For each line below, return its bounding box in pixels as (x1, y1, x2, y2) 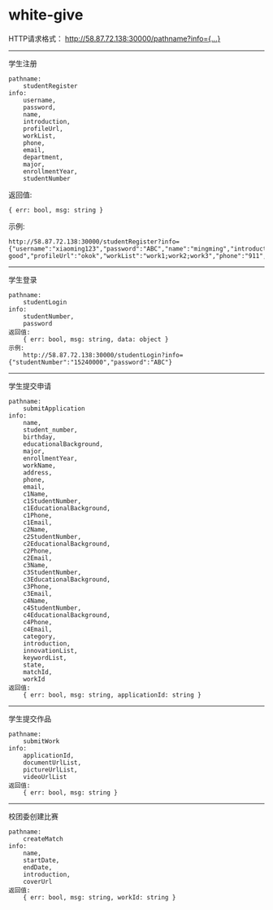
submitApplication (23, 405, 85, 413)
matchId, (23, 667, 53, 676)
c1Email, (23, 518, 53, 527)
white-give (8, 6, 84, 24)
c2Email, (23, 553, 53, 562)
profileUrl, (23, 125, 63, 133)
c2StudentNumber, (23, 532, 82, 540)
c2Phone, (23, 547, 53, 555)
